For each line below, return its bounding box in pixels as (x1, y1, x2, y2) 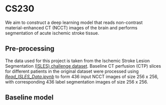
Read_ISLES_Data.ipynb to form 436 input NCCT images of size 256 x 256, (5, 73, 159, 80)
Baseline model (5, 93, 54, 102)
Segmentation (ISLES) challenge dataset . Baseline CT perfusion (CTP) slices (5, 63, 161, 69)
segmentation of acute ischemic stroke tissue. (5, 30, 100, 36)
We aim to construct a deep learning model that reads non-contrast (5, 19, 143, 25)
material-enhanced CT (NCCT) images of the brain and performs (5, 24, 138, 30)
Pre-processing (5, 44, 55, 53)
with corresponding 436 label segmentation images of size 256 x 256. (5, 79, 149, 85)
